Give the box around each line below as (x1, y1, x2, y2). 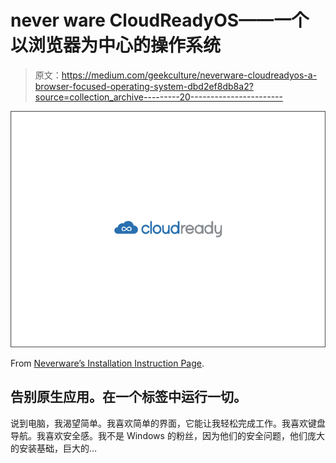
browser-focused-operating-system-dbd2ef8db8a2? (34, 80, 254, 92)
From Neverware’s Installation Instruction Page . (10, 357, 205, 369)
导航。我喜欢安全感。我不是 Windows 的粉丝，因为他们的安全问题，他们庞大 (10, 429, 325, 441)
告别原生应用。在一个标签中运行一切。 (10, 389, 247, 406)
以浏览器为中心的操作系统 (10, 34, 222, 57)
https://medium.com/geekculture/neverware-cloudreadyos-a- (61, 69, 318, 81)
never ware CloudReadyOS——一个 (10, 9, 310, 32)
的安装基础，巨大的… (10, 442, 98, 454)
